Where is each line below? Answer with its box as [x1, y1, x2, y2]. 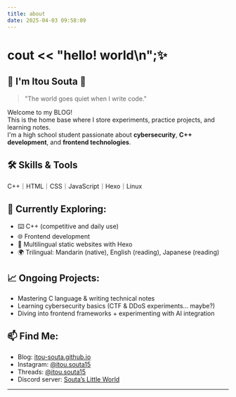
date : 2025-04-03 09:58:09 [7, 17, 86, 24]
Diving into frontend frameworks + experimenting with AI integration [17, 309, 215, 317]
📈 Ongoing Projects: [7, 272, 100, 284]
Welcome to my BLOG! [7, 108, 72, 116]
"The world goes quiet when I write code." [24, 94, 147, 103]
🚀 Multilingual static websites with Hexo [17, 240, 133, 248]
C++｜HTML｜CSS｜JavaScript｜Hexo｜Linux [7, 182, 143, 191]
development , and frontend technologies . [7, 138, 131, 146]
